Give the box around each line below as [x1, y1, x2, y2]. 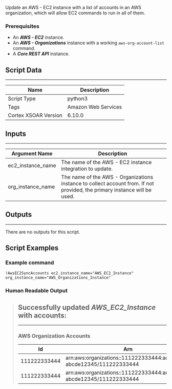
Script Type [8, 95, 36, 102]
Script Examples [5, 244, 59, 253]
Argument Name [11, 150, 53, 157]
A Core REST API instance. [12, 51, 70, 57]
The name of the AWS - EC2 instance [61, 158, 152, 166]
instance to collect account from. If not [61, 180, 155, 187]
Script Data [5, 65, 42, 74]
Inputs [5, 129, 27, 138]
